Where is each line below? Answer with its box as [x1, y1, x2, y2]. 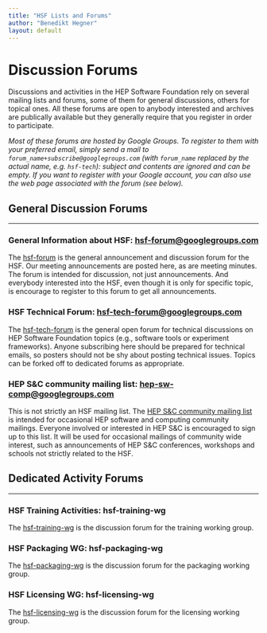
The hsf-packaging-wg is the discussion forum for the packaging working [8, 561, 250, 570]
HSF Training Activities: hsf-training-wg [8, 505, 166, 516]
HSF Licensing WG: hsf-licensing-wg [8, 589, 155, 600]
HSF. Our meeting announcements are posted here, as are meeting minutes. [8, 261, 257, 271]
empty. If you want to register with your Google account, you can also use [8, 170, 252, 180]
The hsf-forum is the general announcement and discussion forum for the [8, 252, 250, 263]
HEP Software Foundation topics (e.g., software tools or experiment [8, 333, 230, 342]
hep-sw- [139, 378, 174, 389]
